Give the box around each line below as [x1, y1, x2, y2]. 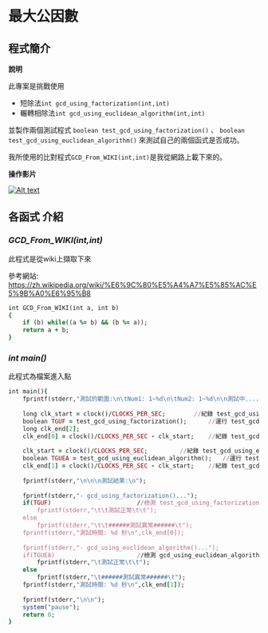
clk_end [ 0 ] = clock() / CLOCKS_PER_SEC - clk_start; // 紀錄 [22, 432, 228, 440]
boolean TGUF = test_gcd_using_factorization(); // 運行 [22, 417, 228, 425]
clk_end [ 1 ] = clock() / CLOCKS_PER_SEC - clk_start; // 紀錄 [22, 462, 228, 470]
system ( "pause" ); [22, 603, 81, 611]
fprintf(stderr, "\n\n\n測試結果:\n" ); [22, 476, 147, 484]
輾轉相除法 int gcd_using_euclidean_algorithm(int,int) [19, 109, 206, 117]
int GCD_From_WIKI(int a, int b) [8, 304, 120, 312]
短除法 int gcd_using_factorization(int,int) [19, 98, 170, 108]
